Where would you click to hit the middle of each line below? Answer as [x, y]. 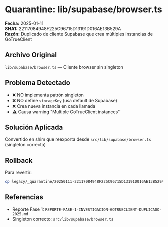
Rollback [19, 161]
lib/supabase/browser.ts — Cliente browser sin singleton [64, 67]
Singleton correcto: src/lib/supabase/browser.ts [63, 219]
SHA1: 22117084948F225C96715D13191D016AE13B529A [63, 28]
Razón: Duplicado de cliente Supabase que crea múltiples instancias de [79, 34]
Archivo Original [31, 55]
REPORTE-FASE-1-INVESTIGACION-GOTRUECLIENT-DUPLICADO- [103, 210]
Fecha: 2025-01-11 [24, 23]
